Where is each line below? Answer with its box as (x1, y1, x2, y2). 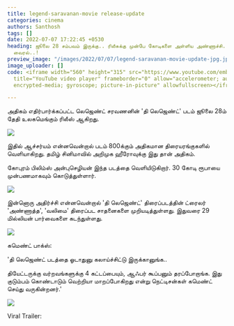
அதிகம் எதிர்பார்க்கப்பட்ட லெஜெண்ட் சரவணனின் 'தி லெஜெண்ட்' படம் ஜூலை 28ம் (7, 107, 227, 115)
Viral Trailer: (7, 312, 42, 320)
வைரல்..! (13, 50, 40, 57)
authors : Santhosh (7, 23, 61, 30)
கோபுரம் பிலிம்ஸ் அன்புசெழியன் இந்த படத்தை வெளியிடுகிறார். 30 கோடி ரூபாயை (7, 163, 221, 172)
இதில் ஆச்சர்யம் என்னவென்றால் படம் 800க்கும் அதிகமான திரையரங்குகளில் (7, 142, 210, 150)
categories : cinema (7, 17, 64, 24)
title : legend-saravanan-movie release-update (7, 10, 145, 17)
